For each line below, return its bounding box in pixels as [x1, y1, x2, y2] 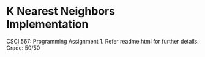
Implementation [6, 17, 89, 31]
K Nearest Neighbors [6, 4, 115, 18]
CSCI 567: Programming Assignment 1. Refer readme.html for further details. [6, 37, 199, 45]
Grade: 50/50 [6, 44, 40, 51]
